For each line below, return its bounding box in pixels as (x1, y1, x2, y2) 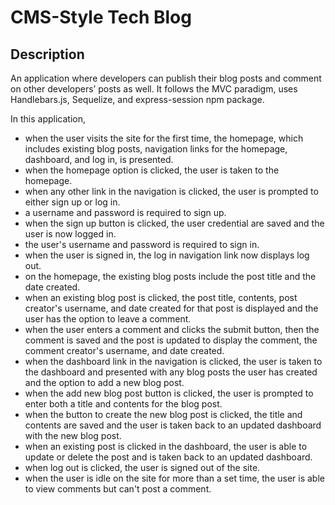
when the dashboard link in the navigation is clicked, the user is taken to (24, 356, 323, 367)
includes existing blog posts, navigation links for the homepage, (24, 143, 288, 155)
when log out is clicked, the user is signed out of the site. (24, 462, 261, 473)
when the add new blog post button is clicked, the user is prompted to (24, 387, 314, 399)
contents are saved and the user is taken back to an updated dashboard (24, 419, 322, 431)
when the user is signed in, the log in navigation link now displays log (24, 249, 310, 261)
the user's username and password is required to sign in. (24, 239, 260, 250)
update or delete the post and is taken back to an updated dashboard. (24, 451, 313, 463)
